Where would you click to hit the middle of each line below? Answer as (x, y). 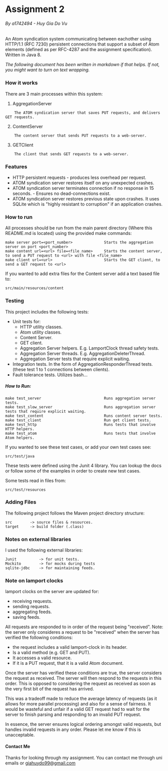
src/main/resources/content (35, 288)
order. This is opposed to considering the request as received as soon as (80, 684)
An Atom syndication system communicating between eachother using (78, 39)
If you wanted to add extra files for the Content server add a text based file (82, 274)
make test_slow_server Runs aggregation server (80, 407)
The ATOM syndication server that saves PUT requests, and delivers (87, 113)
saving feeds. (26, 617)
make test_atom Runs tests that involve (80, 433)
